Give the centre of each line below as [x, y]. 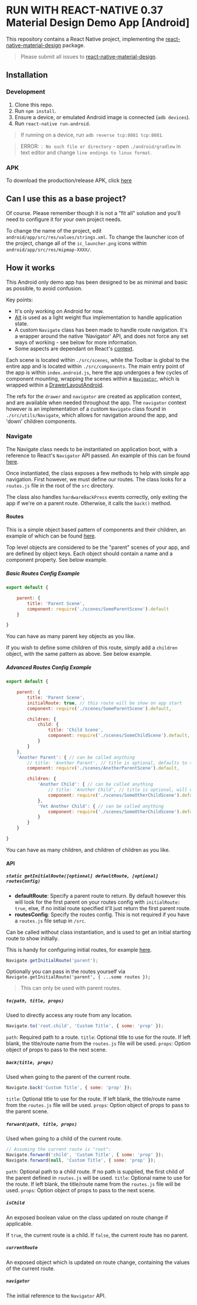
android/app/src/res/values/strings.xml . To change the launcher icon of [95, 237]
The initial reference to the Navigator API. [56, 1296]
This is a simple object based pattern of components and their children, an [96, 530]
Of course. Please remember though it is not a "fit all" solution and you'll [93, 213]
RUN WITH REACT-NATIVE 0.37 [85, 10]
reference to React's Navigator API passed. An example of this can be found [98, 455]
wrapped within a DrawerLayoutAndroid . [55, 385]
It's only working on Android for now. [59, 311]
